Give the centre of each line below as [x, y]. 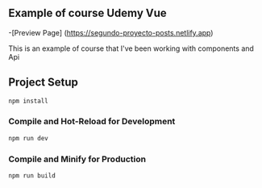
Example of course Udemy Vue [87, 13]
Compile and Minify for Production [77, 159]
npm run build [32, 175]
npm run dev [28, 138]
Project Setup [44, 83]
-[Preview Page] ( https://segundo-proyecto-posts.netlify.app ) [111, 32]
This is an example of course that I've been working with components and [131, 48]
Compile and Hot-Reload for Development [92, 122]
